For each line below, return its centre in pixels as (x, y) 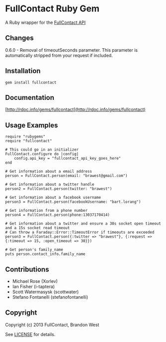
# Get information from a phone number (46, 211)
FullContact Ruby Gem (52, 9)
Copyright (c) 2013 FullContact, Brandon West (52, 325)
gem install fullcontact (31, 83)
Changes (19, 38)
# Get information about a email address (49, 171)
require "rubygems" (25, 137)
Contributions (27, 269)
